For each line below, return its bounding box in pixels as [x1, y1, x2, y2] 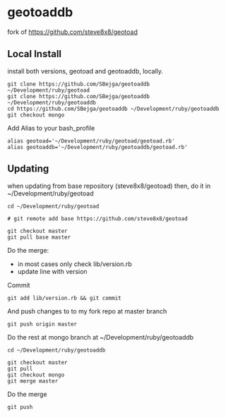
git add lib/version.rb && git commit [7, 294, 121, 301]
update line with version [17, 267, 88, 275]
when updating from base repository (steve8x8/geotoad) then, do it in [7, 181, 211, 190]
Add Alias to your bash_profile [7, 124, 95, 132]
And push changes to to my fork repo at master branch [7, 306, 167, 315]
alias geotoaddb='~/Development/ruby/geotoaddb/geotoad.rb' [7, 143, 189, 150]
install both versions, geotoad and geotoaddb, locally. [7, 66, 164, 75]
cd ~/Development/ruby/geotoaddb [7, 347, 106, 354]
